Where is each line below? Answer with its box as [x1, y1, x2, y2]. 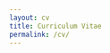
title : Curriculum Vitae [9, 22, 102, 31]
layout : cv [9, 13, 50, 22]
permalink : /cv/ [9, 30, 70, 39]
